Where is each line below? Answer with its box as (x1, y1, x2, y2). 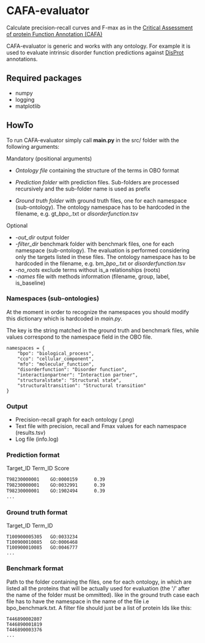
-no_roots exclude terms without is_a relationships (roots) (15, 266, 161, 273)
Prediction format (6, 451, 60, 459)
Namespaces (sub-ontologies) (6, 295, 100, 303)
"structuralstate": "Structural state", (17, 377, 122, 383)
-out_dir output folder (15, 233, 70, 241)
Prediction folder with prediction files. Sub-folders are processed (15, 178, 179, 186)
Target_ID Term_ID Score (6, 465, 69, 472)
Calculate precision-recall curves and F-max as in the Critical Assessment (6, 24, 193, 31)
